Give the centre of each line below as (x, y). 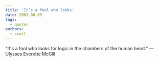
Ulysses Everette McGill (30, 54)
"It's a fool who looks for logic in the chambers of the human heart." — (80, 48)
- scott (18, 34)
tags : (11, 19)
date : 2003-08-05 (24, 15)
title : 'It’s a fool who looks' (40, 10)
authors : (15, 29)
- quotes (19, 24)
